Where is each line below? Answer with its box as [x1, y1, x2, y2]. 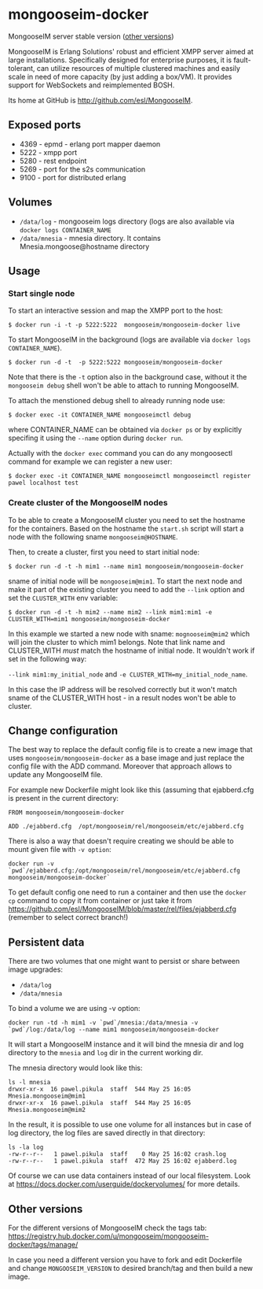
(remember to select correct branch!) [8, 913, 129, 922]
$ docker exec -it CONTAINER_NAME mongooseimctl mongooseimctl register [8, 472, 251, 480]
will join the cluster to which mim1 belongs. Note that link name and [8, 637, 225, 646]
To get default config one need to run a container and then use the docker [8, 887, 247, 897]
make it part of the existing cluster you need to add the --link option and [8, 584, 245, 594]
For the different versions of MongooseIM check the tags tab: [8, 1223, 207, 1232]
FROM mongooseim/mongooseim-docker [8, 809, 125, 817]
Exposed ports [8, 118, 81, 131]
